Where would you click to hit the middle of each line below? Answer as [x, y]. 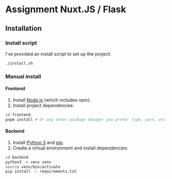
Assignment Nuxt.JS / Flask [66, 9]
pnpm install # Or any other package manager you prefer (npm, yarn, [81, 119]
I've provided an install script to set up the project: [58, 54]
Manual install [23, 76]
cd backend [17, 157]
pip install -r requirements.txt [41, 172]
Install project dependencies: [43, 105]
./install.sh [19, 63]
